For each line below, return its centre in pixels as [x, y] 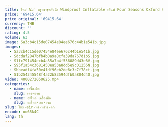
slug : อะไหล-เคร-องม [33, 103]
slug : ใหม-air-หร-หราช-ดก [30, 107]
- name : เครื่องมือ [25, 89]
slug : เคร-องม [27, 93]
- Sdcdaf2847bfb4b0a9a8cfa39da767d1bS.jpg [54, 56]
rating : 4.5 [17, 33]
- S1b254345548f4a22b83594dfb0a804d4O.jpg [54, 75]
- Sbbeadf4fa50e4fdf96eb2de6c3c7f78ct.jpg [54, 70]
